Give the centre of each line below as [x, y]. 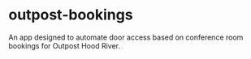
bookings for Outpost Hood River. [64, 45]
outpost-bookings [71, 15]
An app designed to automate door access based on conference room [126, 37]
